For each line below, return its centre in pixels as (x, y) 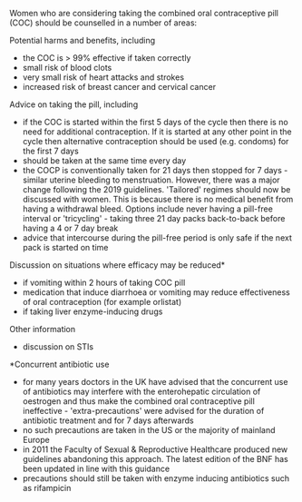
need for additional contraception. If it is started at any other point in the (157, 132)
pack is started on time (65, 247)
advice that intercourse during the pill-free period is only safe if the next (157, 238)
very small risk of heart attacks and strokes (103, 77)
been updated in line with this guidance (96, 468)
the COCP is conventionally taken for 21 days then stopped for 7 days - (155, 170)
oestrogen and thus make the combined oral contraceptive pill (139, 401)
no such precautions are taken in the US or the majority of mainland (149, 430)
